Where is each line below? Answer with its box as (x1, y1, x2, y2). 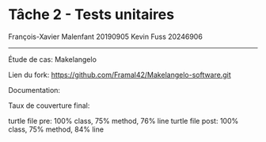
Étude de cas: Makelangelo (8, 54, 97, 64)
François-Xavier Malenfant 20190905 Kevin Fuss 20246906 (8, 32, 203, 41)
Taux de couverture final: (8, 101, 90, 110)
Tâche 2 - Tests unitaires (8, 6, 175, 24)
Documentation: (8, 85, 61, 94)
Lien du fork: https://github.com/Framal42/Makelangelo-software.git (8, 70, 231, 79)
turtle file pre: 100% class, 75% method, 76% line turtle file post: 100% (8, 116, 239, 125)
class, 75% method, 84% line (8, 125, 104, 134)
